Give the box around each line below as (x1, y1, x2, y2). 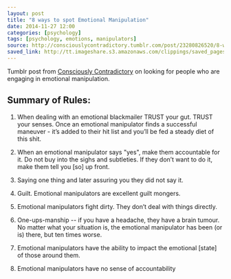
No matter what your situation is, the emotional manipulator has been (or (16, 223, 223, 231)
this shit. (16, 135, 42, 143)
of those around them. (16, 251, 80, 259)
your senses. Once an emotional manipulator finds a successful (16, 120, 197, 128)
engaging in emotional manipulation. (7, 74, 110, 82)
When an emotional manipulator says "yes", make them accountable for (16, 148, 220, 156)
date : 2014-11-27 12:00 (7, 23, 76, 30)
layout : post (7, 10, 45, 17)
